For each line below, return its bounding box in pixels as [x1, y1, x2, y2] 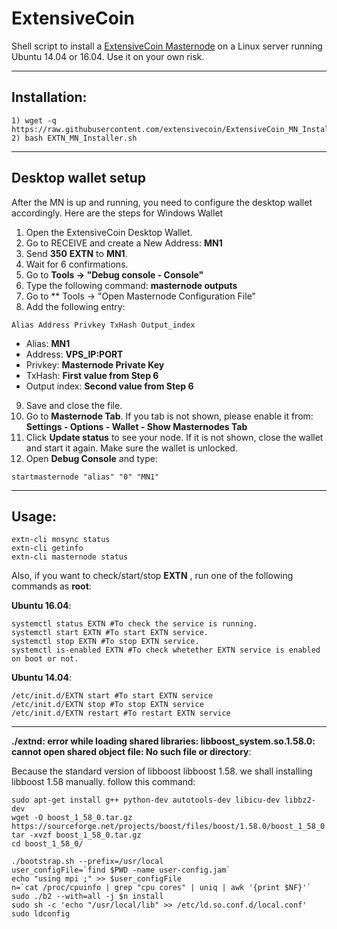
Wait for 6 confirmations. [25, 258, 129, 270]
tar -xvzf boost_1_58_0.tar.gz [11, 830, 142, 841]
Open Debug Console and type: [25, 452, 158, 464]
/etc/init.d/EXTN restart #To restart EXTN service [11, 708, 231, 719]
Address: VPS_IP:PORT [25, 348, 124, 360]
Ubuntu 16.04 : [11, 600, 72, 612]
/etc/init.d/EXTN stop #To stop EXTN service [11, 700, 204, 710]
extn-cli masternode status [11, 552, 129, 562]
